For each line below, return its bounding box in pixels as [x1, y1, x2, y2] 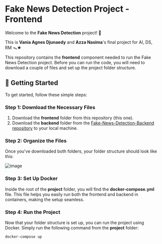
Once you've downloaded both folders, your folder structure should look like [5, 148, 157, 154]
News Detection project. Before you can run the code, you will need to [5, 59, 145, 65]
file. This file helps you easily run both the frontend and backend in [5, 191, 139, 197]
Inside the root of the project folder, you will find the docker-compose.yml [5, 186, 155, 192]
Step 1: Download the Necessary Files [5, 104, 96, 110]
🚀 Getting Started [5, 79, 59, 87]
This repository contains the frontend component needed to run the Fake [5, 54, 151, 60]
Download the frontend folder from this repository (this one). [12, 115, 134, 121]
